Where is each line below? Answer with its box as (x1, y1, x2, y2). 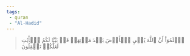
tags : (6, 8, 20, 15)
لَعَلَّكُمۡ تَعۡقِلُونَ (21, 43, 59, 50)
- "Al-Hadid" (9, 20, 43, 26)
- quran (9, 14, 29, 20)
